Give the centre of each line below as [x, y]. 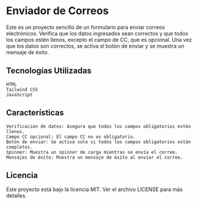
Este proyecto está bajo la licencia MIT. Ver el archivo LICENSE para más [95, 189]
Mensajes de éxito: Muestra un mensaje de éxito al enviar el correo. [95, 157]
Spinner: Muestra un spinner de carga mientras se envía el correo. [92, 152]
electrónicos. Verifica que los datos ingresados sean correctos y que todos [97, 33]
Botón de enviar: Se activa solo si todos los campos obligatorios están [99, 142]
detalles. [16, 196]
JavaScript [19, 95]
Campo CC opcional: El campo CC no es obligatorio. [71, 137]
